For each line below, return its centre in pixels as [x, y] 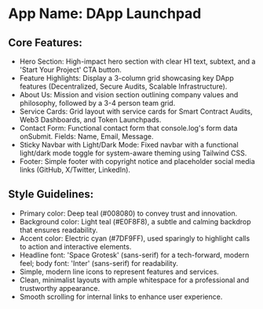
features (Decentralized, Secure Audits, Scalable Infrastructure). [123, 86]
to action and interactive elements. [75, 246]
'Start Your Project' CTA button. [70, 70]
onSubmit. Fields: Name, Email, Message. [86, 136]
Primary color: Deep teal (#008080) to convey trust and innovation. [128, 213]
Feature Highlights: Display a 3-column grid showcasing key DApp [126, 78]
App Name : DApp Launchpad [105, 14]
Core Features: [45, 43]
